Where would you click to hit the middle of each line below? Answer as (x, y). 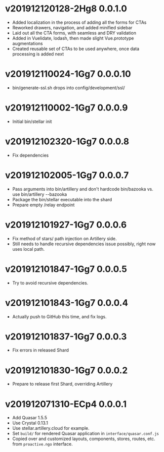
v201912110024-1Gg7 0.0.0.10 (68, 74)
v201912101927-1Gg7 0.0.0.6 (66, 225)
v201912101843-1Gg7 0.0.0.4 (67, 303)
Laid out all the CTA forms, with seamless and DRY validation (74, 33)
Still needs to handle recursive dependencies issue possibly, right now (84, 244)
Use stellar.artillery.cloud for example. (51, 428)
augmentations (27, 43)
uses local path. (28, 249)
